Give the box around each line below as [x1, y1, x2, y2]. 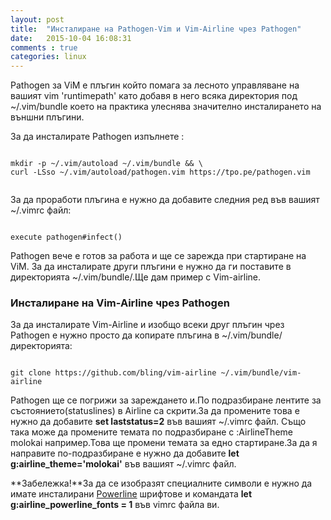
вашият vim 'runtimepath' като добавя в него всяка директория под [10, 90, 298, 102]
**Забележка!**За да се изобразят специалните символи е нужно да [10, 477, 313, 490]
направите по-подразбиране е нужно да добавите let [10, 447, 240, 460]
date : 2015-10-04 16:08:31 [10, 33, 132, 43]
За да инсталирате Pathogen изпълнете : [10, 131, 185, 143]
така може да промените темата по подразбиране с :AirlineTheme [10, 426, 293, 438]
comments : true [10, 42, 78, 53]
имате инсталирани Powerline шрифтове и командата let [10, 488, 253, 500]
